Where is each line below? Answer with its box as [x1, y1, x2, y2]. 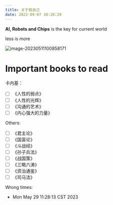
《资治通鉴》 [12, 168, 39, 174]
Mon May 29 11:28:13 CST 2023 [12, 194, 78, 200]
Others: [5, 120, 21, 126]
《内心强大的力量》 [12, 110, 53, 116]
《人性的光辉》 [12, 97, 44, 103]
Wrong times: [5, 184, 33, 190]
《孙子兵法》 [12, 149, 39, 155]
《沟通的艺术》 [12, 104, 44, 110]
